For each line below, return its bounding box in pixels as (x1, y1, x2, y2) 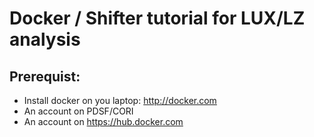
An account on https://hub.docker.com (23, 116, 184, 127)
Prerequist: (9, 68, 81, 85)
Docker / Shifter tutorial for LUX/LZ (9, 7, 306, 30)
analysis (9, 28, 81, 51)
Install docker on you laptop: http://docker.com (23, 95, 217, 106)
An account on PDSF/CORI (23, 105, 134, 117)
